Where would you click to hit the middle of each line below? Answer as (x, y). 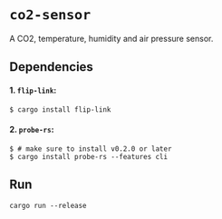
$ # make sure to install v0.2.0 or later (91, 149)
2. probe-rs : (32, 130)
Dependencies (51, 67)
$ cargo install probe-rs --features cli (89, 156)
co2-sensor (50, 15)
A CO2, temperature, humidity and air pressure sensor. (111, 38)
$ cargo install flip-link (60, 109)
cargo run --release (48, 205)
